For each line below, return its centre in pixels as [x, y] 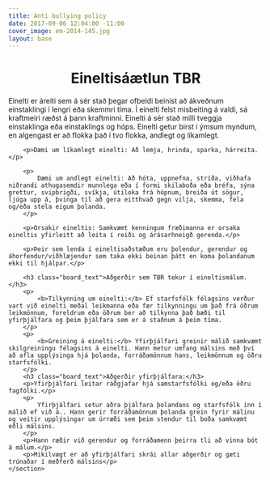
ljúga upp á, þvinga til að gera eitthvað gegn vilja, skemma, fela [126, 200]
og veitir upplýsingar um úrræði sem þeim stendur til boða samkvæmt [128, 419]
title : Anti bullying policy [57, 16]
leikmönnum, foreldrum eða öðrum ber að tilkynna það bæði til [117, 313]
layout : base [30, 38]
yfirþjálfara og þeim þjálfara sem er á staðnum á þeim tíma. [115, 321]
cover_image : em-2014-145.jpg [59, 31]
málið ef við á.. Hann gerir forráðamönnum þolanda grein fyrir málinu [131, 412]
